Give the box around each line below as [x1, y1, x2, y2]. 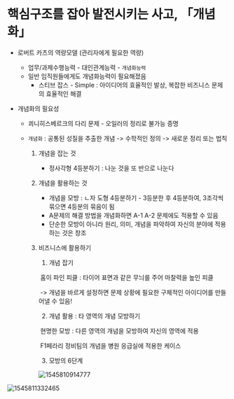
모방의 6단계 [48, 356, 83, 365]
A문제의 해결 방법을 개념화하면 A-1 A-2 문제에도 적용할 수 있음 [48, 211, 219, 219]
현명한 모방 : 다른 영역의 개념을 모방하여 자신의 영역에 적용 [40, 326, 199, 335]
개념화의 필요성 [17, 104, 60, 113]
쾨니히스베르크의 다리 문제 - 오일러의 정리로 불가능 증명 [27, 119, 179, 127]
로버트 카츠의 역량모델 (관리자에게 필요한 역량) [17, 48, 144, 57]
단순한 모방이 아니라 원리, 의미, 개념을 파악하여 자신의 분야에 [48, 220, 214, 228]
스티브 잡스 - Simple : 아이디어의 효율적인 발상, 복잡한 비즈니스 [38, 80, 210, 89]
